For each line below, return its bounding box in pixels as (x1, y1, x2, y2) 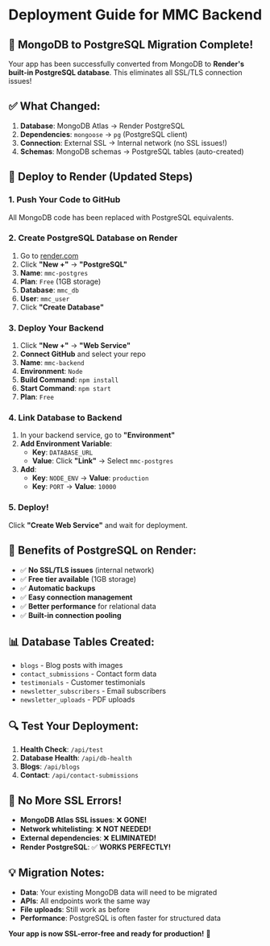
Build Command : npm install (19, 375, 119, 384)
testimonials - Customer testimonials (19, 678, 146, 687)
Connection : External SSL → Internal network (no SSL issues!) (19, 138, 228, 147)
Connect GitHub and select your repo (19, 349, 147, 359)
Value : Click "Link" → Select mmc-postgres (31, 456, 174, 466)
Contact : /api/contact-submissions (19, 770, 139, 780)
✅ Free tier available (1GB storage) (19, 574, 137, 583)
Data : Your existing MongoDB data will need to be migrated (19, 887, 218, 897)
